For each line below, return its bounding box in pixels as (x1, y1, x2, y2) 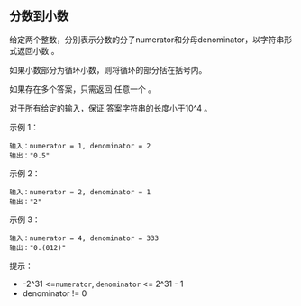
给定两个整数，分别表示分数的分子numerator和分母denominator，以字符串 (9, 34, 285, 45)
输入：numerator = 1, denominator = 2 (9, 141, 151, 150)
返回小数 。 (16, 45, 59, 56)
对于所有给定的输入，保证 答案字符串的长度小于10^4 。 (9, 103, 213, 113)
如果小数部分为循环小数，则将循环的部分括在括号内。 (9, 64, 207, 75)
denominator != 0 (22, 287, 87, 299)
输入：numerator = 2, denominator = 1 (9, 187, 151, 196)
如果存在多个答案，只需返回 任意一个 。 (9, 84, 156, 94)
